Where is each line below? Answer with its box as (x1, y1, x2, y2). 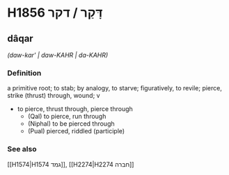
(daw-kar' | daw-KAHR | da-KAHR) (7, 51, 109, 59)
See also (7, 144, 37, 154)
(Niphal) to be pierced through (27, 119, 115, 128)
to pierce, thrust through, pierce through (17, 105, 134, 113)
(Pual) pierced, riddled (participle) (27, 127, 125, 135)
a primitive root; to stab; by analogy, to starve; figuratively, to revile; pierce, (7, 84, 223, 92)
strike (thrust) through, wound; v (7, 92, 100, 100)
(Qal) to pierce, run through (27, 112, 106, 121)
